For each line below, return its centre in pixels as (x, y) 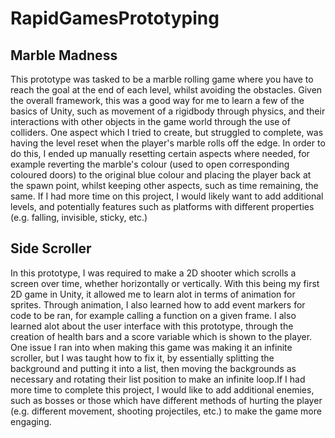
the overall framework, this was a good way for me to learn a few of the (157, 100)
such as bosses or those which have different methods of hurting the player (166, 400)
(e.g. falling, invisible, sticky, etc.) (79, 217)
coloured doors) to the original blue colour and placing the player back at (161, 175)
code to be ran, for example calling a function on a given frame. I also (153, 315)
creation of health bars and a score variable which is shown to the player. (161, 336)
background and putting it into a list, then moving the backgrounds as (153, 368)
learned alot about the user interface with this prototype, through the (152, 326)
